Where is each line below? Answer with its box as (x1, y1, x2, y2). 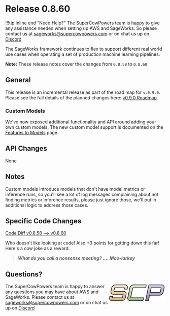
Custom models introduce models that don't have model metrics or (5, 186, 146, 192)
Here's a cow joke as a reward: (5, 245, 70, 252)
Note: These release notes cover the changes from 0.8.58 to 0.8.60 (5, 61, 147, 67)
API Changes (5, 144, 47, 153)
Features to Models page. (5, 130, 59, 136)
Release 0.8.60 (5, 3, 71, 15)
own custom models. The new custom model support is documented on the (5, 124, 163, 130)
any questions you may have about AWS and (5, 289, 99, 295)
